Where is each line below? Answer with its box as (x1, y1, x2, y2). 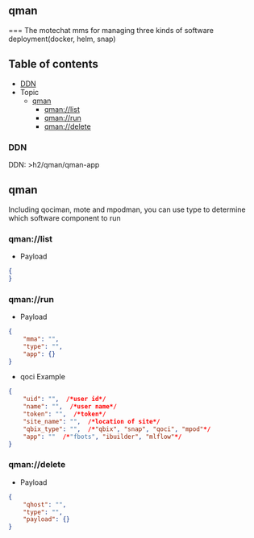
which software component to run (8, 213, 121, 222)
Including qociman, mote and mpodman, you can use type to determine (8, 205, 246, 214)
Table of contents (8, 57, 98, 71)
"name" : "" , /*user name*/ (23, 403, 117, 411)
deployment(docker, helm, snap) (8, 34, 116, 43)
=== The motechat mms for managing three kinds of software (8, 25, 214, 35)
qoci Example (19, 372, 66, 382)
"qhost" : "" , (23, 500, 67, 508)
